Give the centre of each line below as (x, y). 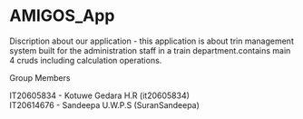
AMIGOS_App (62, 16)
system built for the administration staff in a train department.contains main (150, 50)
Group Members (40, 77)
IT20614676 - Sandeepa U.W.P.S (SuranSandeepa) (104, 104)
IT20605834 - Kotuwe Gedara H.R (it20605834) (100, 95)
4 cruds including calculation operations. (86, 60)
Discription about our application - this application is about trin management (152, 41)
